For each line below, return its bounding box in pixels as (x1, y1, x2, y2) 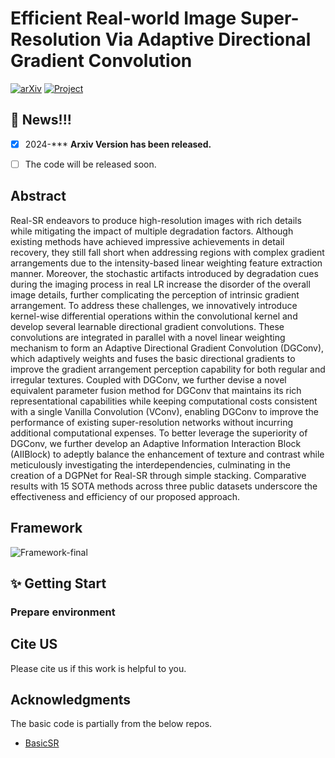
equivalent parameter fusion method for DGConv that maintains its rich (10, 384, 302, 396)
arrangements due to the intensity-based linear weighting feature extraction (10, 257, 323, 269)
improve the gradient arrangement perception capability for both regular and (10, 363, 326, 375)
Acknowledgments (10, 692, 132, 709)
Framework (10, 520, 83, 537)
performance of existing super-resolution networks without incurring (10, 416, 294, 428)
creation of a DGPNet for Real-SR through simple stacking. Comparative (10, 469, 307, 481)
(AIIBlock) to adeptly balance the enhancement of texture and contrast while (10, 448, 325, 460)
